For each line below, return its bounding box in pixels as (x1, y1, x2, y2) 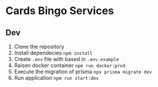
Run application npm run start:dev (14, 75, 99, 81)
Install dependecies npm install (14, 49, 93, 56)
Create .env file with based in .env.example (14, 56, 120, 62)
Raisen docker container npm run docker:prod (14, 62, 125, 69)
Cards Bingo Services (5, 4, 114, 18)
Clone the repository (14, 43, 65, 50)
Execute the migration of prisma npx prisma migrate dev (14, 68, 152, 75)
